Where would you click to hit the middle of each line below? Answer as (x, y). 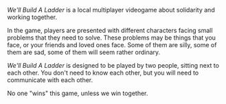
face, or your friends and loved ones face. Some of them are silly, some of (112, 45)
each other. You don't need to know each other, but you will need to (103, 73)
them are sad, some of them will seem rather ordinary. (84, 52)
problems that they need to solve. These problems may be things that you (112, 38)
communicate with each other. (50, 80)
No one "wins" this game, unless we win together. (78, 93)
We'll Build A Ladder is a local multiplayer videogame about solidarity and (111, 10)
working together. (32, 17)
